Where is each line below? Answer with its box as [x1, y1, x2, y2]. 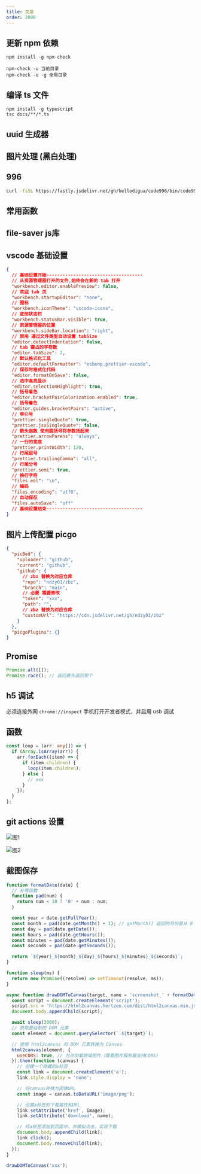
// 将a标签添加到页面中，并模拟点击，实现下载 [17, 1124, 117, 1130]
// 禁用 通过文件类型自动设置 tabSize [11, 333, 98, 339]
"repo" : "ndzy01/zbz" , [22, 579, 79, 585]
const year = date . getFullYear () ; [11, 915, 98, 921]
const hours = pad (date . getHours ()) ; [11, 932, 106, 938]
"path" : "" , [22, 601, 52, 607]
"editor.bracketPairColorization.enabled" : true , [11, 394, 138, 401]
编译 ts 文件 [6, 90, 49, 100]
